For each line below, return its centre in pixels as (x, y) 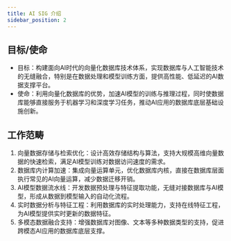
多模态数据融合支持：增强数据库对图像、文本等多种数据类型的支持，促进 (120, 222)
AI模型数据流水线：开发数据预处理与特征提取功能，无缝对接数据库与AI (117, 188)
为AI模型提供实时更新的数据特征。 (66, 214)
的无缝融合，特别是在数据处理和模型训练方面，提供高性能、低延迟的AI (118, 76)
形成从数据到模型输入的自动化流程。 (81, 196)
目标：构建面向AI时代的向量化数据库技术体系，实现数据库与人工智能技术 (120, 68)
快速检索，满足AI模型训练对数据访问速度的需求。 (100, 162)
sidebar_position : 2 (37, 20)
